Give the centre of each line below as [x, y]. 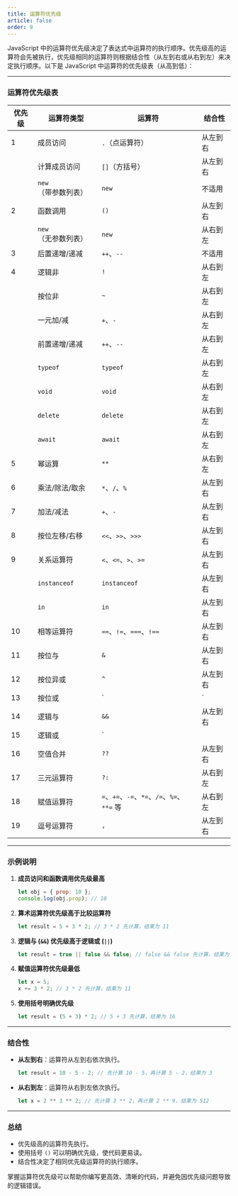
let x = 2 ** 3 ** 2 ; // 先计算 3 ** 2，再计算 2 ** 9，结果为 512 [113, 1101]
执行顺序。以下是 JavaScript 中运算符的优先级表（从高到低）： [104, 66]
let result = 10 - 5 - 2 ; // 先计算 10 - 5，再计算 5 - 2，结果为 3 [115, 1073]
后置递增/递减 [60, 253]
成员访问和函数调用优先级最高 [61, 878]
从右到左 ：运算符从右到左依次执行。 [70, 1087]
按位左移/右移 [60, 535]
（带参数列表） [63, 192]
